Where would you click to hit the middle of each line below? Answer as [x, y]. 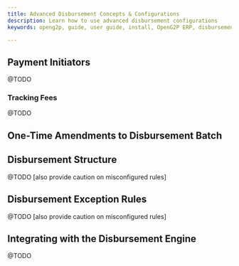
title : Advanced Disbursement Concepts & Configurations [94, 14]
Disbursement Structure [62, 160]
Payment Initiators [49, 62]
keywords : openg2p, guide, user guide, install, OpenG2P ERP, [101, 27]
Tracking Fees [32, 98]
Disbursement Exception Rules [77, 199]
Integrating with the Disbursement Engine [102, 239]
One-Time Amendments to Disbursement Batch [115, 135]
